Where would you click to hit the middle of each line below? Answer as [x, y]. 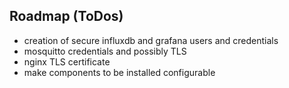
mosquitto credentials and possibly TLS [105, 51]
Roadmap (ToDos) [66, 16]
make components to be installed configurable [119, 72]
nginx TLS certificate [67, 61]
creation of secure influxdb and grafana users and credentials [151, 40]
